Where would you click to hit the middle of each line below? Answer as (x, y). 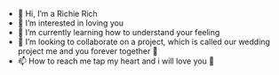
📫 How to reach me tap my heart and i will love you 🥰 (116, 61)
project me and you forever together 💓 (88, 51)
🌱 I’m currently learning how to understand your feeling (119, 32)
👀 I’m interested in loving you (71, 23)
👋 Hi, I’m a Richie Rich (57, 14)
